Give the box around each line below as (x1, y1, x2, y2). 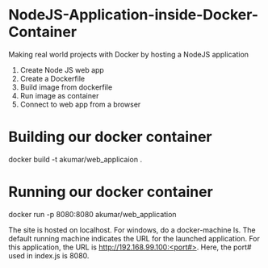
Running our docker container (8, 183, 214, 201)
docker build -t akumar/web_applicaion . (8, 154, 143, 164)
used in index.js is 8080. (8, 250, 90, 260)
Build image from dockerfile (19, 82, 113, 92)
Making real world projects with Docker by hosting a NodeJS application (8, 49, 249, 59)
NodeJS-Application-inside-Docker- (8, 6, 258, 24)
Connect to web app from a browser (19, 99, 141, 109)
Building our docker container (8, 128, 212, 146)
